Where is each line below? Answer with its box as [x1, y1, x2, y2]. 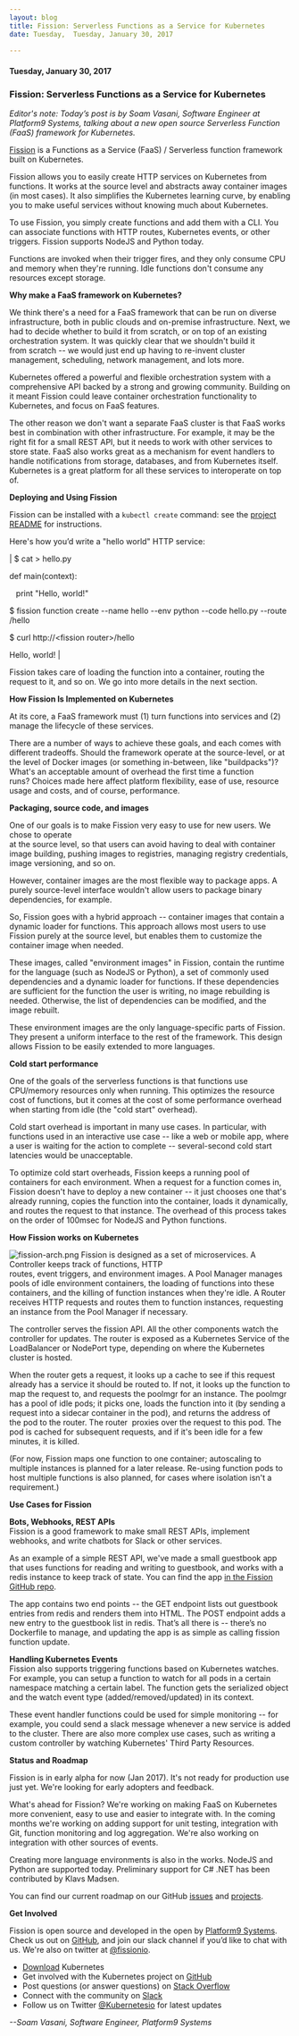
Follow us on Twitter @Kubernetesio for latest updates [21, 1999, 222, 2011]
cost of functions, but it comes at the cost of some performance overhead [9, 1095, 283, 1106]
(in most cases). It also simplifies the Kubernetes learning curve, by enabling [9, 190, 291, 201]
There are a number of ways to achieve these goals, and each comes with [9, 738, 281, 749]
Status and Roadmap [9, 1755, 88, 1766]
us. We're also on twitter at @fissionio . [9, 1945, 151, 1956]
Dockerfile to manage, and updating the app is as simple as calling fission [9, 1628, 280, 1638]
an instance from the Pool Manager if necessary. [9, 1307, 188, 1317]
